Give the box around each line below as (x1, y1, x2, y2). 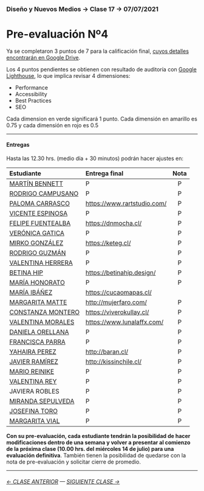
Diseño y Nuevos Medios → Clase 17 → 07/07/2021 (6, 5, 159, 13)
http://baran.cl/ (85, 347, 129, 356)
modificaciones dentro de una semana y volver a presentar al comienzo (6, 439, 191, 446)
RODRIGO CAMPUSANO (9, 189, 79, 198)
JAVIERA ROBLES (9, 387, 59, 395)
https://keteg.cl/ (85, 239, 131, 248)
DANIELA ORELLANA (9, 328, 69, 336)
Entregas (6, 141, 30, 148)
